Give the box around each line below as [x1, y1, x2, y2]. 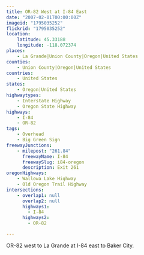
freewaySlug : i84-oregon [22, 159, 85, 165]
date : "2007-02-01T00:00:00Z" [6, 14, 82, 20]
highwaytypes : [6, 92, 42, 98]
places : [6, 48, 26, 54]
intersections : [6, 187, 44, 193]
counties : [6, 59, 31, 65]
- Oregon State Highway [17, 103, 77, 110]
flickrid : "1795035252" [6, 25, 66, 32]
